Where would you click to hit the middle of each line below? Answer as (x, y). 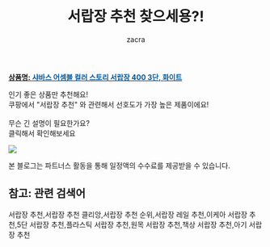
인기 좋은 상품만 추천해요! (49, 94)
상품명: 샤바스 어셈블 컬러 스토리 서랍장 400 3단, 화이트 (95, 77)
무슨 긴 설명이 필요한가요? (49, 123)
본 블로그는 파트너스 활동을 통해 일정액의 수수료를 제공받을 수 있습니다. (119, 165)
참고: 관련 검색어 (47, 193)
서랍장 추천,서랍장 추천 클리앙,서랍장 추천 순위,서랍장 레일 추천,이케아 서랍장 (128, 214)
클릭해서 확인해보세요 (42, 133)
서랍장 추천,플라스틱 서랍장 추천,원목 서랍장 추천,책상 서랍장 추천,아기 (138, 224)
